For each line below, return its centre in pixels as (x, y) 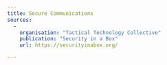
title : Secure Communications (51, 13)
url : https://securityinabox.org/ (69, 45)
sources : (20, 20)
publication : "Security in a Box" (69, 39)
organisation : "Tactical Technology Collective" (90, 32)
